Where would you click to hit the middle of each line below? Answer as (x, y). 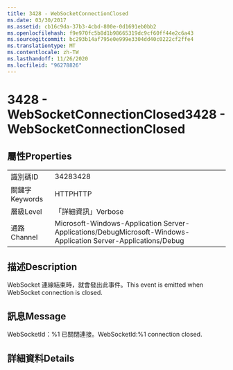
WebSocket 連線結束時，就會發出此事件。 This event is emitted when (105, 285)
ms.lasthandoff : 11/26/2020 (48, 59)
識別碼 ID (25, 176)
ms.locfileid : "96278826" (44, 65)
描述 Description (42, 267)
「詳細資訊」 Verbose (89, 211)
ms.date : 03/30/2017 (37, 20)
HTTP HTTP (73, 194)
